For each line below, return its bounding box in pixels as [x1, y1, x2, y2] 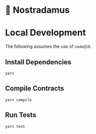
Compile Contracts [5, 84, 64, 93]
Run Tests [5, 111, 36, 119]
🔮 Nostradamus [5, 4, 70, 16]
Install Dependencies [5, 58, 71, 66]
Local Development [5, 27, 86, 39]
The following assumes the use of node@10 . [5, 44, 92, 49]
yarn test [5, 124, 26, 129]
